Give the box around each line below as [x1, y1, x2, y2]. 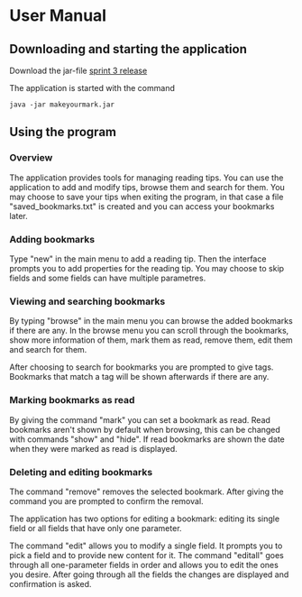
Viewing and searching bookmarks [9, 295, 166, 308]
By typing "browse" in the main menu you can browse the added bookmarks [9, 316, 293, 326]
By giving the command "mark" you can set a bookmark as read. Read [9, 414, 270, 425]
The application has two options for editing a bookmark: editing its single [9, 513, 280, 524]
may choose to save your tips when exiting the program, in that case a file [9, 191, 284, 202]
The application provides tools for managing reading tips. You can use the [9, 172, 284, 183]
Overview [9, 152, 53, 164]
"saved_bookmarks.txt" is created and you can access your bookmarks [9, 200, 275, 212]
